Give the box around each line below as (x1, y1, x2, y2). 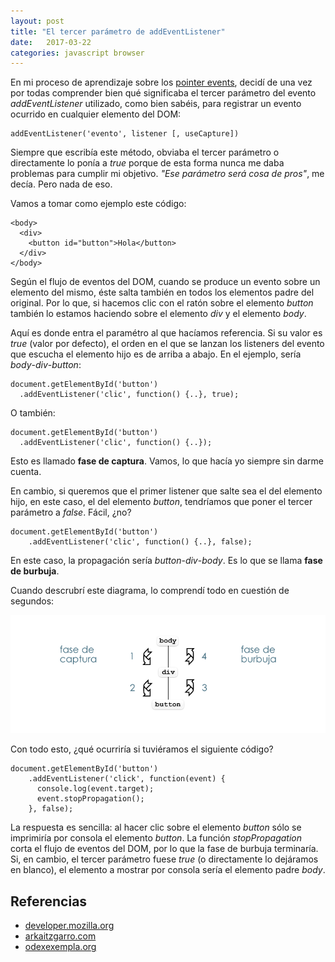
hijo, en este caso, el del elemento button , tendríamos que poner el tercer (10, 496, 313, 508)
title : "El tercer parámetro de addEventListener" (10, 26, 226, 37)
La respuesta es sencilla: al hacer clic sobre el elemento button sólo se (10, 821, 302, 834)
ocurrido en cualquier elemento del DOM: (10, 108, 182, 120)
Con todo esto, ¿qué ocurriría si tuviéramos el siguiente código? (10, 743, 274, 755)
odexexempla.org (24, 941, 97, 953)
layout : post (10, 16, 65, 26)
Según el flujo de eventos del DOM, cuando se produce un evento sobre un (10, 276, 321, 288)
